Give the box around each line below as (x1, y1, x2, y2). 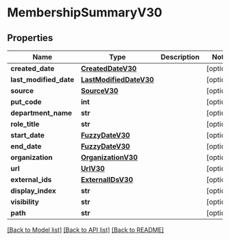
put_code (10, 97, 42, 107)
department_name (10, 108, 73, 118)
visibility (10, 197, 40, 206)
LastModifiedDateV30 (81, 75, 154, 84)
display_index (10, 186, 56, 196)
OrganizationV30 (81, 152, 138, 162)
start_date (10, 131, 45, 139)
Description (160, 53, 200, 62)
